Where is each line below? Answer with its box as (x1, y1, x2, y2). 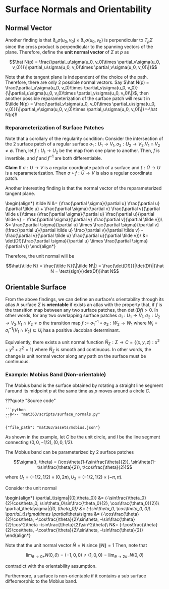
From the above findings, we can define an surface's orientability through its (5, 297, 164, 303)
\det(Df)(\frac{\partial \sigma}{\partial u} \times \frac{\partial (5, 238, 131, 244)
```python (5, 408, 26, 413)
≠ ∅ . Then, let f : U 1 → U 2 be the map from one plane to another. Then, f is (5, 148, 160, 155)
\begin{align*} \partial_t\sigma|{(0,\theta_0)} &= (5, 495, 104, 501)
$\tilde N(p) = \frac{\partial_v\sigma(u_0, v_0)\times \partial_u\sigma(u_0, (5, 101, 156, 107)
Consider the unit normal (5, 485, 57, 491)
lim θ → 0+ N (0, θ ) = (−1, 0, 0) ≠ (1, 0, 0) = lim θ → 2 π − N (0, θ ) (26, 552, 144, 559)
